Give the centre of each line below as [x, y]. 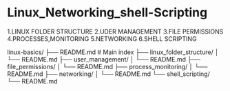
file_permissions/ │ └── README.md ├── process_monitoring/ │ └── [107, 66]
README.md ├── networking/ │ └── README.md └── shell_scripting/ [108, 74]
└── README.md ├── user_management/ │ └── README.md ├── [104, 59]
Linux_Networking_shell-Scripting [107, 13]
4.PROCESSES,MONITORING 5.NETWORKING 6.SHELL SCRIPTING [102, 38]
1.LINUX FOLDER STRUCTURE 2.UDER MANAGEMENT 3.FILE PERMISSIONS [115, 31]
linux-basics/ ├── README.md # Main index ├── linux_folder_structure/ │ [113, 52]
